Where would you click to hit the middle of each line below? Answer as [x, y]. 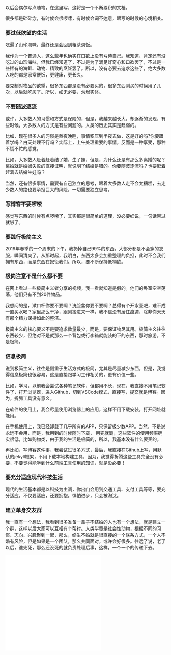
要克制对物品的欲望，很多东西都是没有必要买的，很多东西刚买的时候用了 [81, 86]
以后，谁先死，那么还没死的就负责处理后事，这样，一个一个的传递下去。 [81, 548]
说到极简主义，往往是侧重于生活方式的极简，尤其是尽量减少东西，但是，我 [83, 368]
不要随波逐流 [21, 107]
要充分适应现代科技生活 [34, 477]
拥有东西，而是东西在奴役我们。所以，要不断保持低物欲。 [65, 262]
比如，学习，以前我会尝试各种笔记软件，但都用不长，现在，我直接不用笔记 [83, 385]
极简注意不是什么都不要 [34, 276]
